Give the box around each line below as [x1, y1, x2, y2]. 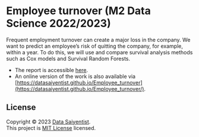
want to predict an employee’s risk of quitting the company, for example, [6, 43, 183, 50]
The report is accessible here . [14, 66, 89, 73]
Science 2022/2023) [6, 17, 111, 30]
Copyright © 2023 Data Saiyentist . [6, 118, 91, 125]
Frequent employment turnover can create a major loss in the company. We [6, 36, 191, 43]
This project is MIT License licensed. [6, 124, 96, 131]
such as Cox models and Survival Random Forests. [6, 55, 131, 62]
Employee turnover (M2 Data [6, 4, 151, 18]
